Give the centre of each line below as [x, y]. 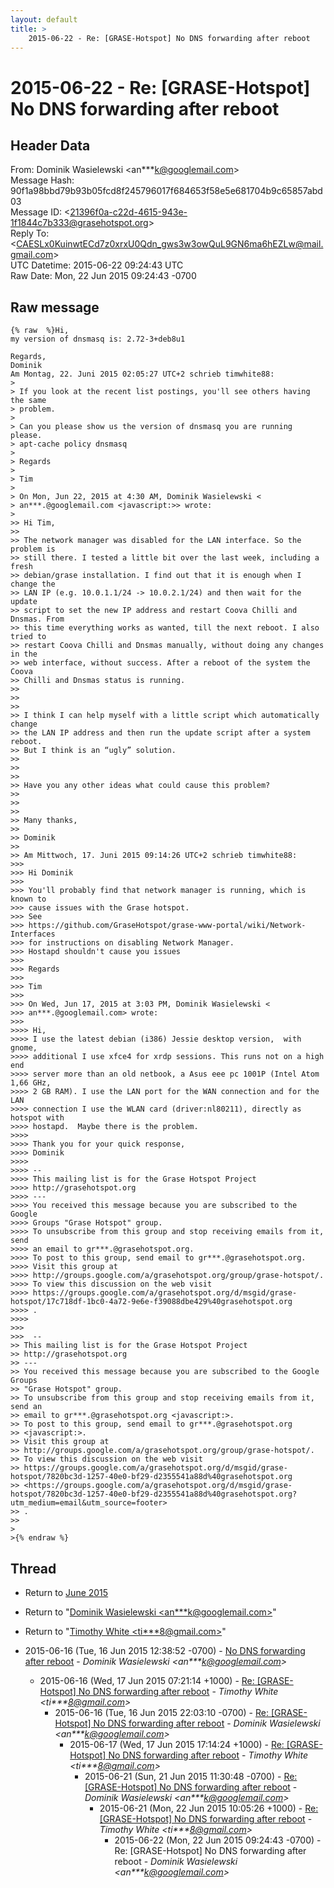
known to [28, 899]
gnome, [24, 1048]
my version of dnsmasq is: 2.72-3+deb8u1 [98, 339]
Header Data [50, 145]
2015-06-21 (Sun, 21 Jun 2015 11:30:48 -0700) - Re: [191, 1776]
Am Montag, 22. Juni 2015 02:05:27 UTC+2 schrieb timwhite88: [142, 374]
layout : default [44, 19]
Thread [33, 1568]
